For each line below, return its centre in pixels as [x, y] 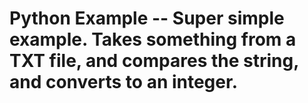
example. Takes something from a [153, 39]
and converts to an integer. [123, 82]
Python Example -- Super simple [147, 18]
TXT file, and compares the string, [154, 61]
